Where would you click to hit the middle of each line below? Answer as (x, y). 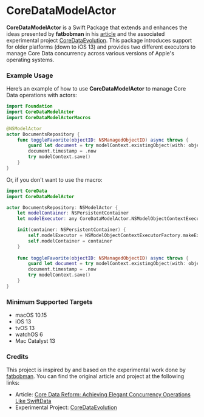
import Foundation (29, 106)
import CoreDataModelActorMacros (49, 117)
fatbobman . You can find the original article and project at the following (95, 376)
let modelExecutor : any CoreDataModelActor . (74, 219)
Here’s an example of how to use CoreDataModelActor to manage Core (96, 89)
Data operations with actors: (42, 95)
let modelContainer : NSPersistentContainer (73, 213)
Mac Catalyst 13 (35, 341)
